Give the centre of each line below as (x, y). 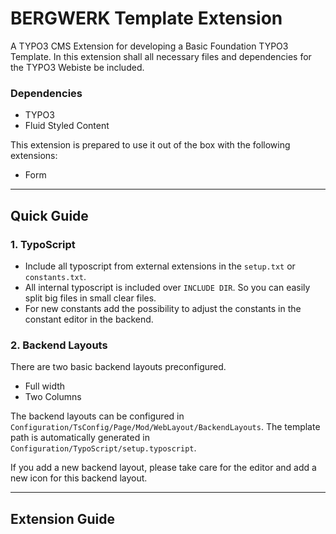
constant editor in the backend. (89, 319)
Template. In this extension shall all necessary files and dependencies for (161, 56)
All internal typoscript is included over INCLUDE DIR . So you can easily (167, 287)
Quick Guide (49, 215)
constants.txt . (55, 276)
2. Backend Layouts (59, 345)
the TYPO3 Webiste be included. (77, 67)
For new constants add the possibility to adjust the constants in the (163, 308)
